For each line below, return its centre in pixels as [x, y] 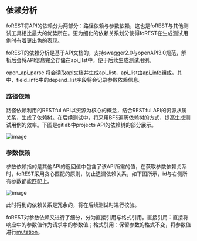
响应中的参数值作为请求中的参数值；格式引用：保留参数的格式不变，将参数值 [98, 225]
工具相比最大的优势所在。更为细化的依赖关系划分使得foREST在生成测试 [97, 33]
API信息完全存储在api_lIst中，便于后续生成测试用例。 [90, 60]
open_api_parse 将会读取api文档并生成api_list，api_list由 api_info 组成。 [91, 73]
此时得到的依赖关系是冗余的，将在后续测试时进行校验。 [73, 205]
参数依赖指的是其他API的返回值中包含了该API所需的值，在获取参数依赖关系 [96, 167]
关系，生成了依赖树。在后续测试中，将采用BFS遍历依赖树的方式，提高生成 [96, 118]
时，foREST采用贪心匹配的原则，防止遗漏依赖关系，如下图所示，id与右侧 [94, 174]
